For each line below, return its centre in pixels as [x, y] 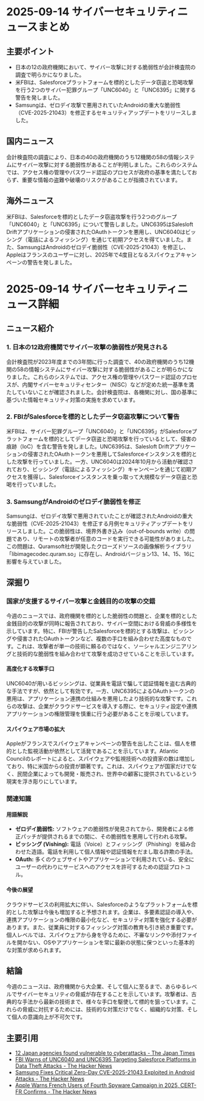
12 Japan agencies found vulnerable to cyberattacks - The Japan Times [105, 1053]
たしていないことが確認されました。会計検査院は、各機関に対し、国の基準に [102, 392]
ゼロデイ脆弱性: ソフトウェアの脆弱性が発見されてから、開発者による [102, 829]
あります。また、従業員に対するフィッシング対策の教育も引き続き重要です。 [101, 927]
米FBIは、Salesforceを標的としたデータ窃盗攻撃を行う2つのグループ [92, 216]
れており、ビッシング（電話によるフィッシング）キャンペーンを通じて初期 [99, 469]
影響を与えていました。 [36, 561]
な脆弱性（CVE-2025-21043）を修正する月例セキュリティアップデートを [97, 524]
